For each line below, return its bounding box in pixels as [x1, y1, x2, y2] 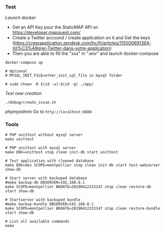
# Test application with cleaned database [5, 158, 94, 163]
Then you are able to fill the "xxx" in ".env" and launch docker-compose [12, 50, 159, 56]
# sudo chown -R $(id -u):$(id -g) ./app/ [5, 82, 94, 87]
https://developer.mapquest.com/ [12, 30, 81, 36]
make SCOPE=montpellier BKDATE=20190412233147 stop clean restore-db [5, 184, 152, 189]
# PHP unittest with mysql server [5, 145, 77, 150]
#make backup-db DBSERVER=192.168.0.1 [5, 180, 85, 185]
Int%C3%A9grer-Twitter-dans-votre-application [12, 46, 110, 51]
